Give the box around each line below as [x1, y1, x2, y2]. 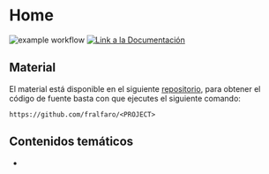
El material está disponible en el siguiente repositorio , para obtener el [9, 83, 261, 94]
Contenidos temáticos [9, 134, 134, 149]
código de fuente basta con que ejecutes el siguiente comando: [9, 93, 241, 103]
